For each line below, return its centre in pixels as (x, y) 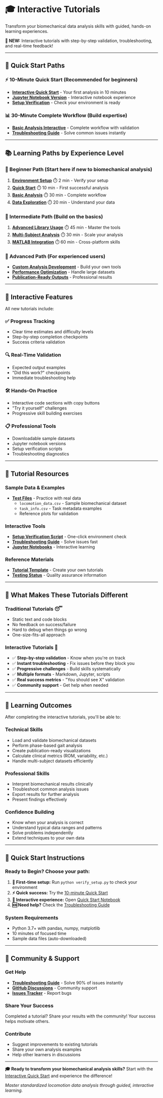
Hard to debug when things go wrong (49, 630)
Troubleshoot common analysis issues (50, 789)
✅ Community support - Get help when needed (60, 685)
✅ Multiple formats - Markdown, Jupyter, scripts (61, 674)
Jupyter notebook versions (39, 444)
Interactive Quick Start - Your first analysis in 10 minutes (69, 92)
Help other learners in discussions (46, 1055)
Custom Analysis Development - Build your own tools (66, 267)
